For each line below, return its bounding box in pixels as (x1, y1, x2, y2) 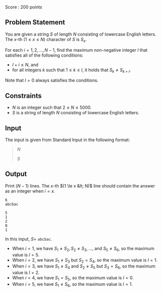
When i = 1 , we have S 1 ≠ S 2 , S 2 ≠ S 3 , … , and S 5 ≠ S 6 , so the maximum (12, 245, 155, 252)
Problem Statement (5, 18, 65, 26)
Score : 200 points (5, 4, 42, 10)
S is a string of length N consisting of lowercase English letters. (12, 110, 140, 116)
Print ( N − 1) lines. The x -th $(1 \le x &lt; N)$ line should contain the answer (5, 183, 155, 188)
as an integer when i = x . (5, 188, 55, 194)
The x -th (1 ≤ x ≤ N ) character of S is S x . (5, 36, 87, 43)
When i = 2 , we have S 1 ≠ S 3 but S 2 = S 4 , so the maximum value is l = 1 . (12, 257, 158, 264)
